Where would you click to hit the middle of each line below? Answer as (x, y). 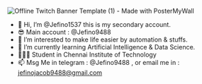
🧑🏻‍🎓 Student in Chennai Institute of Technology (87, 54)
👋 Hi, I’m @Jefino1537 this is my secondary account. (94, 24)
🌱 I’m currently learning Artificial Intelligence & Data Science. (106, 47)
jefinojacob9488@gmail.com (60, 73)
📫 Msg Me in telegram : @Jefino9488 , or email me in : (99, 62)
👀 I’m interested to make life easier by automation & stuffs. (102, 40)
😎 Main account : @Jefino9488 (64, 32)
